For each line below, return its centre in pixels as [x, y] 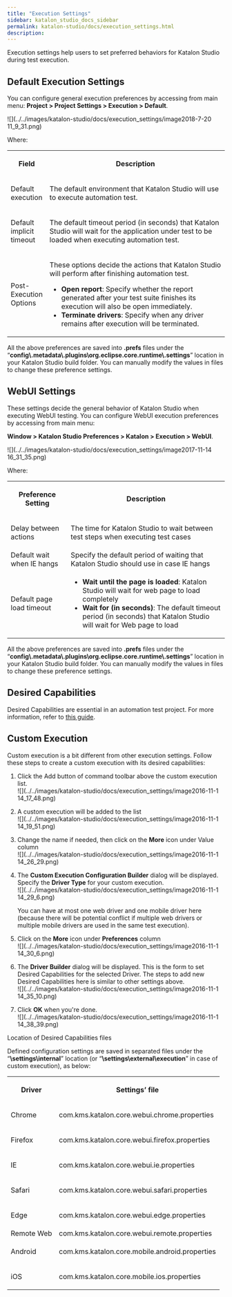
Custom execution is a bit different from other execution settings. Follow [110, 755]
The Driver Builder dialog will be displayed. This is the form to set [110, 966]
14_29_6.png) [36, 897]
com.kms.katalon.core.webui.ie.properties [127, 1165]
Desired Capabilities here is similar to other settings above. [101, 981]
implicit [22, 231]
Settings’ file [138, 1089]
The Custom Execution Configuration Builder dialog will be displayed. [118, 875]
